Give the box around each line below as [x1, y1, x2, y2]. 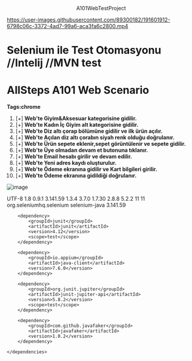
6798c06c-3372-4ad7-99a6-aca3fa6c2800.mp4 [7, 23, 129, 29]
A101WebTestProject [76, 5, 126, 11]
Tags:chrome [7, 103, 41, 111]
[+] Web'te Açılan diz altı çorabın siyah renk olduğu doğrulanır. [15, 134, 175, 141]
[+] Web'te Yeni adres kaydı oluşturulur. [15, 160, 117, 167]
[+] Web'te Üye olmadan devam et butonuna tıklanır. [15, 146, 148, 154]
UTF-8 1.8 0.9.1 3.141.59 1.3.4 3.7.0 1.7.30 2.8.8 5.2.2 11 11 [7, 195, 145, 203]
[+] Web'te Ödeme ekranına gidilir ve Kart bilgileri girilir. [15, 166, 158, 173]
